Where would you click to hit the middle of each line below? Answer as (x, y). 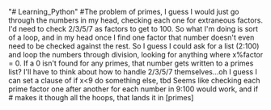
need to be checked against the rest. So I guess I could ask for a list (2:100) (134, 46)
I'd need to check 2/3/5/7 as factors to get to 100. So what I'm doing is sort (133, 29)
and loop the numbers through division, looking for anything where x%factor (136, 55)
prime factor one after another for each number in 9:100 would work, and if (133, 89)
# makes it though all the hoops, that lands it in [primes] (101, 97)
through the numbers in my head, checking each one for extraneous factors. (136, 20)
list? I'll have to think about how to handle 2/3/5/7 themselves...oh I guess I (133, 72)
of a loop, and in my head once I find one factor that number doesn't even (131, 37)
